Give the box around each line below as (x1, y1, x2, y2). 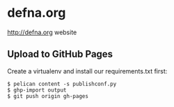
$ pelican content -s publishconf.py (7, 80, 117, 87)
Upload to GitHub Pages (7, 48, 113, 60)
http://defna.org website (7, 28, 77, 36)
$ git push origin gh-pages (7, 92, 89, 99)
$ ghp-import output (7, 86, 68, 94)
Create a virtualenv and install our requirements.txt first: (7, 66, 168, 75)
